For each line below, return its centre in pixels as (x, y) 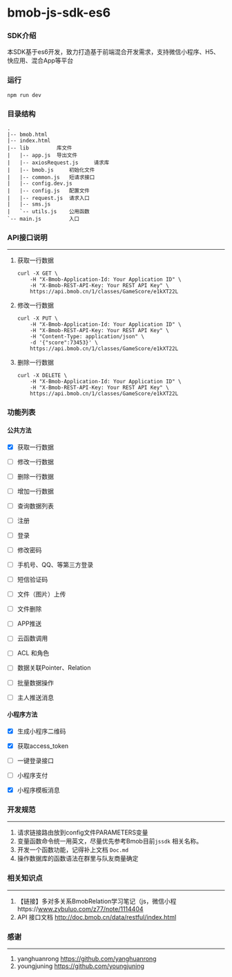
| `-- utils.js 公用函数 (48, 212)
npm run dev (24, 95)
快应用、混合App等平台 (40, 61)
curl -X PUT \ (37, 319)
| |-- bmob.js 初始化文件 (51, 170)
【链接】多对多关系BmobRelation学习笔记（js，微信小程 (97, 901)
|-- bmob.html (28, 135)
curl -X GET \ (37, 274)
